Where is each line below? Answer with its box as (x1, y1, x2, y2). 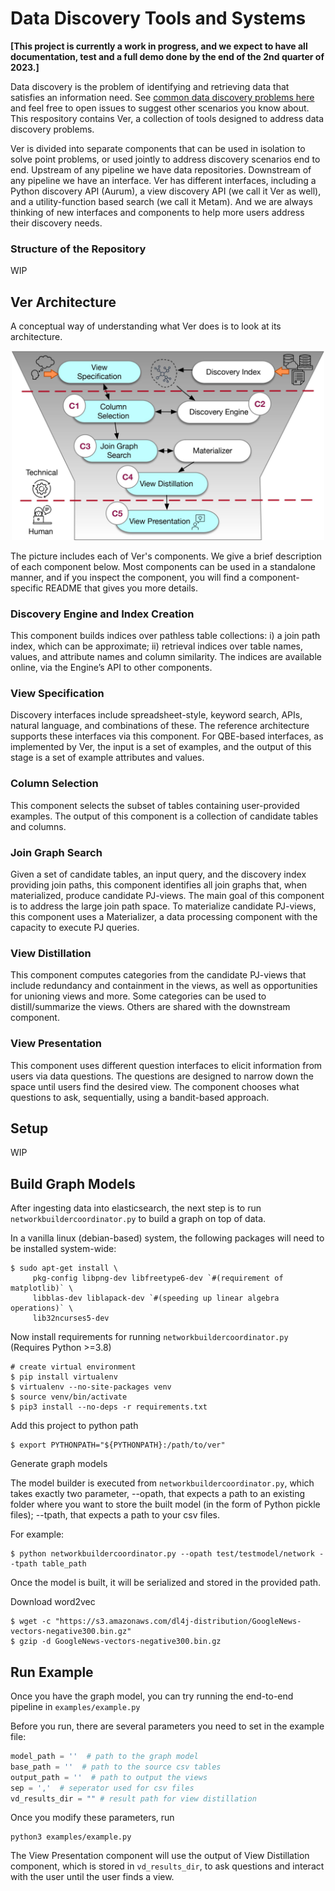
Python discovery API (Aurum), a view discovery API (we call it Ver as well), (10, 185, 322, 197)
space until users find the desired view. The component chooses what (10, 1080, 300, 1092)
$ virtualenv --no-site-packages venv (10, 1382, 172, 1392)
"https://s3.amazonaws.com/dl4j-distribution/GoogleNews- (54, 1617, 302, 1627)
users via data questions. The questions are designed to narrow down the (10, 1070, 314, 1082)
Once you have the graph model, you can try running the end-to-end (10, 1690, 294, 1702)
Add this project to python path (10, 1420, 139, 1432)
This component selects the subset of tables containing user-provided (10, 799, 300, 811)
